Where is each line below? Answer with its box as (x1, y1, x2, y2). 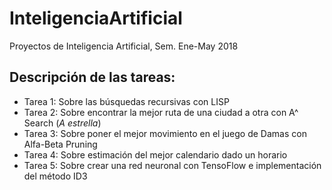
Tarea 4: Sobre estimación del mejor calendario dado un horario (23, 148, 288, 161)
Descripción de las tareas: (9, 69, 176, 86)
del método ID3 (23, 170, 88, 182)
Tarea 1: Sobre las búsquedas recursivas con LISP (23, 95, 230, 107)
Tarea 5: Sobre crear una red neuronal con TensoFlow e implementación (23, 159, 322, 171)
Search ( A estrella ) (23, 117, 102, 129)
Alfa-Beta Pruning (23, 138, 98, 150)
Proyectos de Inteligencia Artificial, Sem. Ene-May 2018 (9, 40, 239, 52)
